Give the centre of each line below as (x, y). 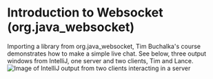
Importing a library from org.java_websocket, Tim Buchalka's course (104, 46)
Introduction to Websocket (85, 13)
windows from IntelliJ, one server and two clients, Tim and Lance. (100, 60)
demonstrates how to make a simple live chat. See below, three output (107, 54)
